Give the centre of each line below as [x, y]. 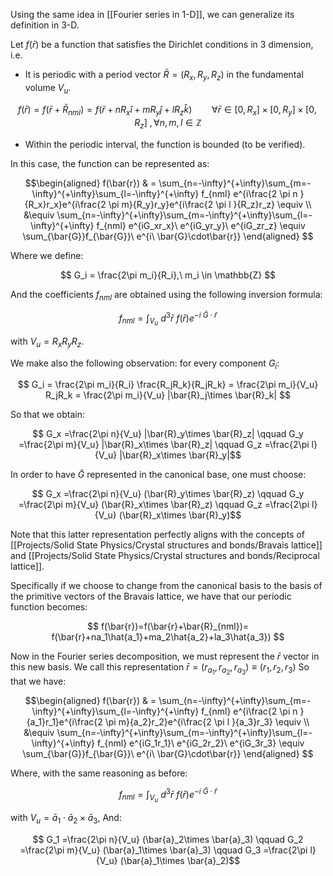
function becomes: [49, 607]
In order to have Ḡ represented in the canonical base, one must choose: [158, 475]
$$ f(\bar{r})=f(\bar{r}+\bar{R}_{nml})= [168, 626]
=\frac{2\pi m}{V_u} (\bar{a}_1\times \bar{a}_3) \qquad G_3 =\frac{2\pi [163, 850]
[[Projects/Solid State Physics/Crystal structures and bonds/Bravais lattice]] [166, 545]
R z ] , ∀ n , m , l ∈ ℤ [168, 124]
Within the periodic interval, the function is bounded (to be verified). [165, 145]
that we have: [38, 681]
